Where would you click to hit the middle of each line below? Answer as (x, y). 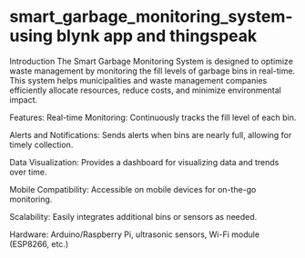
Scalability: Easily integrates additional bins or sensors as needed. (133, 216)
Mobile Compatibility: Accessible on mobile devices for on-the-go (133, 189)
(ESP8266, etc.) (39, 243)
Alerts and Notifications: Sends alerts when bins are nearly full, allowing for (151, 134)
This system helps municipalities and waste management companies (138, 80)
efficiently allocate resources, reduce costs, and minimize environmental (146, 90)
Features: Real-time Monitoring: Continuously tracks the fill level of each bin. (153, 117)
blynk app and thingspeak (157, 36)
